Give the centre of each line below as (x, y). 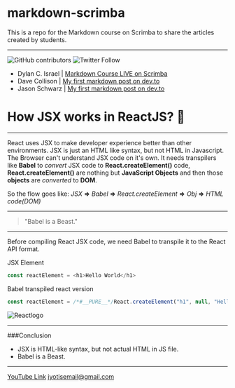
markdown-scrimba (66, 13)
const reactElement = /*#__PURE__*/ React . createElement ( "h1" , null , (109, 302)
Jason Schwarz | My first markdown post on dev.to (91, 88)
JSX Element (26, 262)
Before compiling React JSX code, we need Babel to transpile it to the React (116, 241)
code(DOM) (24, 201)
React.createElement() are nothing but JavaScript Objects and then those (115, 173)
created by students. (37, 39)
